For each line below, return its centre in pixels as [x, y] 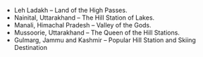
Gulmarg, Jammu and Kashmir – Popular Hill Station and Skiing [105, 40]
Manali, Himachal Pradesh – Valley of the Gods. [82, 25]
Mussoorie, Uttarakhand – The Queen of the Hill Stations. [97, 32]
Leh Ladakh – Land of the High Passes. [70, 10]
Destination [31, 47]
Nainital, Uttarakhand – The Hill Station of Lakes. [84, 18]
